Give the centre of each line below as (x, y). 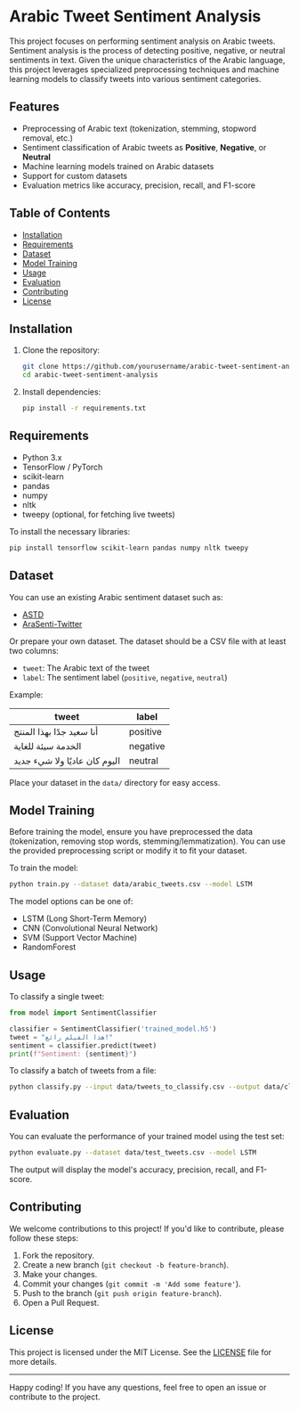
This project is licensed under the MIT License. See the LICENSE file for (141, 1352)
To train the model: (44, 868)
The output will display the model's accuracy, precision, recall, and (132, 1170)
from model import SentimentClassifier (83, 1013)
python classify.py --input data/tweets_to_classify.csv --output (135, 1087)
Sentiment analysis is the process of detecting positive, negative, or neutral (147, 50)
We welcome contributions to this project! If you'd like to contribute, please (147, 1228)
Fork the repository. (58, 1255)
